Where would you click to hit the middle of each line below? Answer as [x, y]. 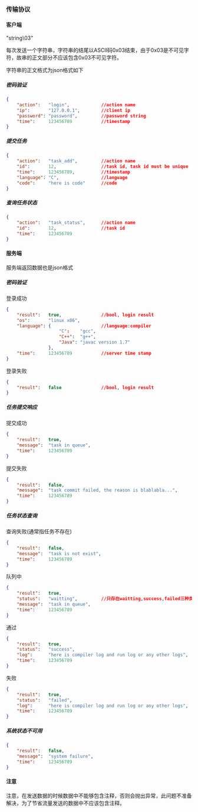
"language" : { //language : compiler [84, 326]
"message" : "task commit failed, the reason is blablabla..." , [97, 490]
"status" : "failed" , [44, 700]
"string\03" [20, 38]
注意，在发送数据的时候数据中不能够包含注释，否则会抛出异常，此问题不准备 [99, 795]
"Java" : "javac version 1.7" [95, 343]
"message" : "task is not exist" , [59, 553]
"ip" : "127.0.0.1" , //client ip [74, 110]
